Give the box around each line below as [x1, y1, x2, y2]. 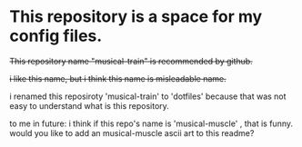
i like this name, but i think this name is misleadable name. [9, 73, 226, 83]
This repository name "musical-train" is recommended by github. [9, 55, 253, 66]
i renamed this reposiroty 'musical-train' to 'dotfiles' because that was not [9, 91, 287, 102]
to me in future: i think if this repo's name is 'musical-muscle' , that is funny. [9, 118, 294, 129]
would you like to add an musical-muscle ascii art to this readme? [9, 127, 255, 138]
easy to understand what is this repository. [9, 100, 170, 111]
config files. [9, 25, 103, 46]
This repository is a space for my [9, 6, 263, 27]
